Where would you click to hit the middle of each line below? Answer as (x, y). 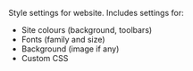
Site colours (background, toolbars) (87, 30)
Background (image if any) (70, 49)
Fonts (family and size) (63, 39)
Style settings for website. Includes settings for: (96, 13)
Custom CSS (45, 58)
